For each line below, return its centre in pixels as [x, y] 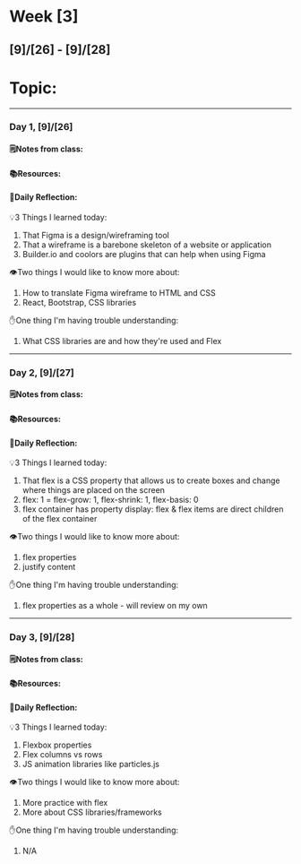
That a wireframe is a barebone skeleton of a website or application [146, 245]
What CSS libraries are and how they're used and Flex [122, 341]
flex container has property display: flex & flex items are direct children [153, 509]
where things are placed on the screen [94, 490]
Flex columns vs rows [62, 755]
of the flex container [60, 519]
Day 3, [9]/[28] [42, 637]
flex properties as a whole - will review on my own [115, 606]
